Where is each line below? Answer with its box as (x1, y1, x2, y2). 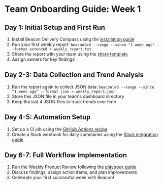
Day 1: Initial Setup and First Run (4, 23, 105, 32)
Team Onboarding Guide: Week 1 (4, 3, 141, 15)
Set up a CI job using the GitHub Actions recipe (11, 126, 108, 132)
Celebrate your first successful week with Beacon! (11, 175, 114, 181)
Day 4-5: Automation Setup (4, 113, 91, 122)
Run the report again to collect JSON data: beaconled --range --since (11, 84, 155, 90)
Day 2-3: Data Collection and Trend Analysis (4, 71, 144, 79)
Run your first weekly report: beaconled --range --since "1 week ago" (11, 42, 155, 47)
